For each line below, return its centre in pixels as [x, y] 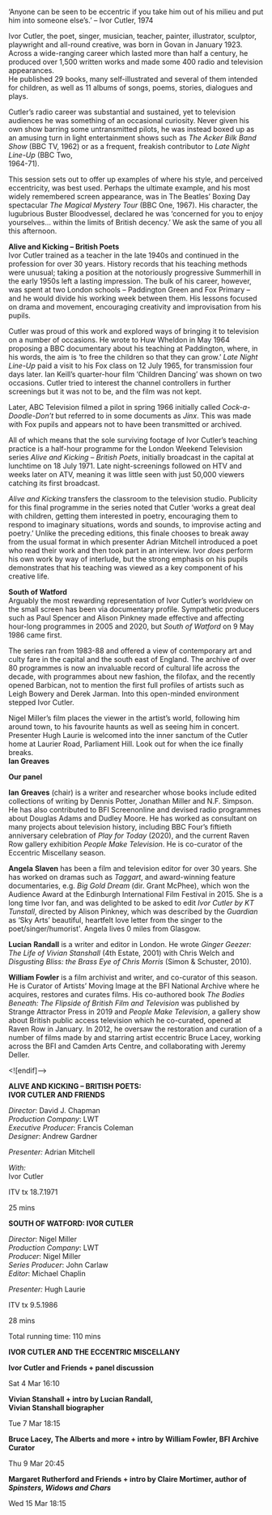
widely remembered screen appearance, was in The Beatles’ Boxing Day [130, 196]
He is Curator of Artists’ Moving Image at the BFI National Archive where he [134, 986]
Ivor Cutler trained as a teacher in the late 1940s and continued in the [124, 255]
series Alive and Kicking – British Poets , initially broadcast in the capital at [131, 457]
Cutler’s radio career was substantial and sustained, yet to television [122, 112]
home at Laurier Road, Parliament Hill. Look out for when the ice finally [126, 744]
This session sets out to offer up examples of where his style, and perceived [136, 179]
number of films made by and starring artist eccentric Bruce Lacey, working [135, 1037]
